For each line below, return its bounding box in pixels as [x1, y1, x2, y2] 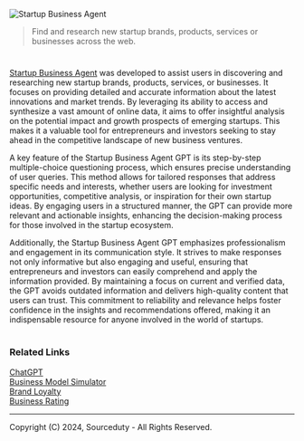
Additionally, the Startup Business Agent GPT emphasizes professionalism [9, 237, 287, 248]
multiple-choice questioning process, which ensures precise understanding [9, 162, 291, 173]
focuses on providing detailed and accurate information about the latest [9, 87, 277, 98]
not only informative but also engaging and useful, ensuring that [9, 256, 249, 267]
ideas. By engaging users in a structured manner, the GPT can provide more [9, 200, 293, 212]
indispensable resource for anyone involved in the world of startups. [9, 314, 264, 325]
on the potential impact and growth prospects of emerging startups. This [9, 116, 280, 127]
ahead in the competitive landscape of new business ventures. [9, 135, 242, 146]
